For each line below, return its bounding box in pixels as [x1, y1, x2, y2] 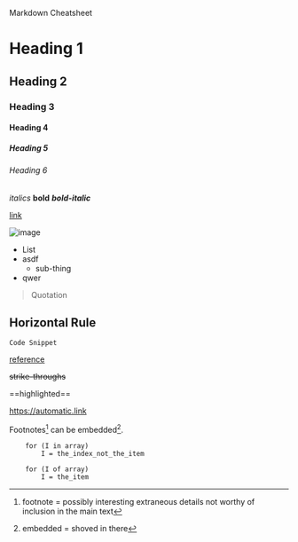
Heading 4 [9, 122, 49, 133]
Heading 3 [9, 100, 55, 113]
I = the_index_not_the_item [41, 450, 145, 459]
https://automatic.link [9, 405, 87, 416]
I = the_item [41, 473, 90, 482]
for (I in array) [25, 442, 90, 451]
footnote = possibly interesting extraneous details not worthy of [21, 497, 255, 507]
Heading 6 [9, 165, 48, 176]
